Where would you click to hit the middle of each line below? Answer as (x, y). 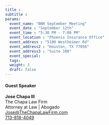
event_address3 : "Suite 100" (40, 51)
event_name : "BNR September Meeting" (48, 24)
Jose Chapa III (20, 97)
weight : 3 (19, 65)
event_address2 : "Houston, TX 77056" (50, 47)
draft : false (23, 70)
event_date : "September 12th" (42, 28)
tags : (15, 61)
